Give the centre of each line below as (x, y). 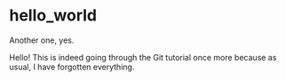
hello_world (53, 16)
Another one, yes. (42, 40)
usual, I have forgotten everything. (72, 67)
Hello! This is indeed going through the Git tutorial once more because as (143, 57)
